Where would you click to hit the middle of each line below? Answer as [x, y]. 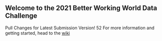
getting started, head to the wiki [38, 33]
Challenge [21, 16]
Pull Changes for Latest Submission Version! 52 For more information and [80, 28]
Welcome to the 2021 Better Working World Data [81, 8]
